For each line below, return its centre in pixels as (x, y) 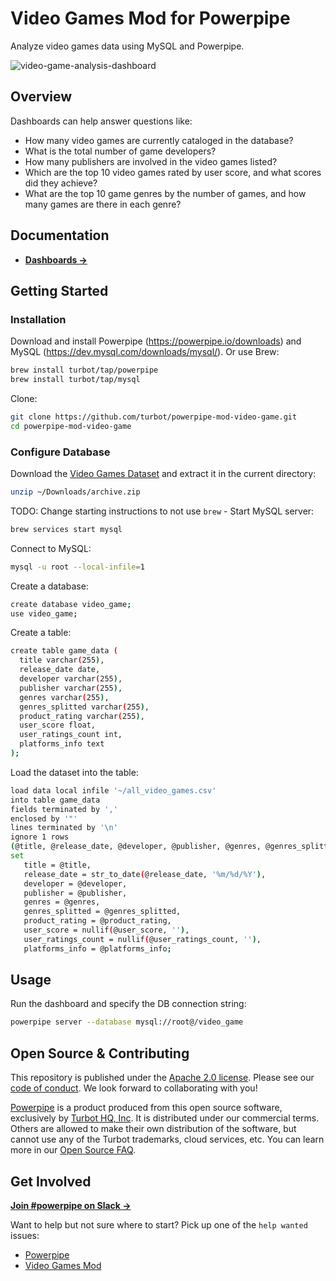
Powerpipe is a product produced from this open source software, (146, 1108)
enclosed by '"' (44, 818)
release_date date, (60, 670)
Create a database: (49, 586)
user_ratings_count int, (71, 735)
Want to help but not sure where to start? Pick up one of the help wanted (159, 1224)
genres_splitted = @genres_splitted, (102, 912)
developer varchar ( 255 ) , (71, 679)
